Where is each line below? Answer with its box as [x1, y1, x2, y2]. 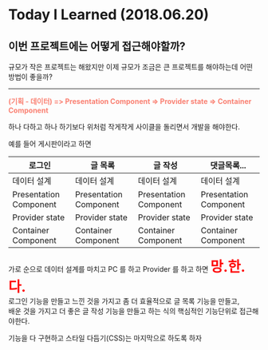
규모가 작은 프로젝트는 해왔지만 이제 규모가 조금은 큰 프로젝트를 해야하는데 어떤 [8, 62, 254, 71]
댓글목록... [210, 160, 246, 171]
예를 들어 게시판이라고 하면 [8, 139, 92, 149]
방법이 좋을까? [8, 72, 53, 82]
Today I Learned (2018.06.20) [8, 6, 210, 24]
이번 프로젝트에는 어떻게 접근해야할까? [8, 39, 186, 53]
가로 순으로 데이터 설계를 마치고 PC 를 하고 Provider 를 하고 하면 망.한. [8, 258, 246, 276]
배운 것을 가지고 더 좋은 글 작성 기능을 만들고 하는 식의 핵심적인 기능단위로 [8, 306, 238, 316]
